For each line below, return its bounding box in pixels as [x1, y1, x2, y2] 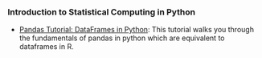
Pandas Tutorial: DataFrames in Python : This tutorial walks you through [18, 25, 255, 35]
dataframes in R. [18, 42, 74, 52]
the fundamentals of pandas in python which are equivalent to [18, 33, 225, 43]
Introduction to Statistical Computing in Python [7, 6, 196, 18]
